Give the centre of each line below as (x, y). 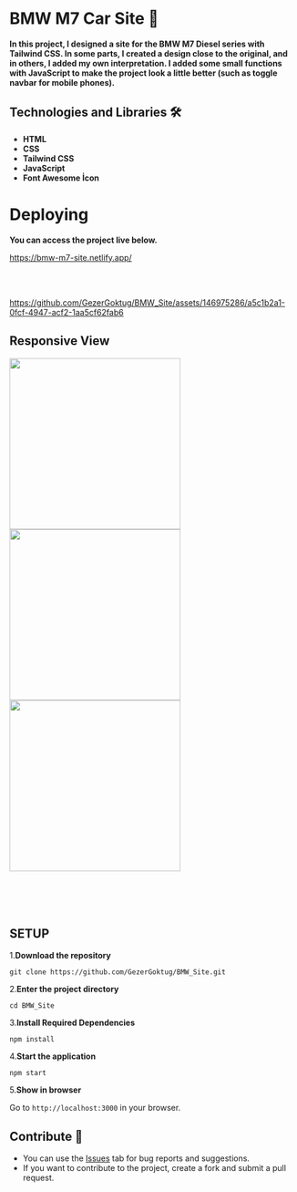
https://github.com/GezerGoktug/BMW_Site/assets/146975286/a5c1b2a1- (147, 302)
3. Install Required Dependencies (72, 1023)
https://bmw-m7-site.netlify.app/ (71, 257)
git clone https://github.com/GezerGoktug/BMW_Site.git (118, 972)
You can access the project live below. (83, 240)
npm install (32, 1040)
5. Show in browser (46, 1090)
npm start (28, 1073)
